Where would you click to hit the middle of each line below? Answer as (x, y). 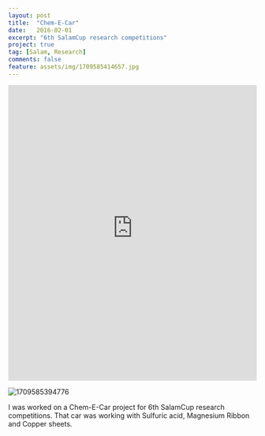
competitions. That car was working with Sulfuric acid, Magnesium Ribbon (129, 416)
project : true (32, 45)
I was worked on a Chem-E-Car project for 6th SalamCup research (116, 407)
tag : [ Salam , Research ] (47, 52)
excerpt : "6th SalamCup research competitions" (88, 37)
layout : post (30, 15)
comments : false (35, 60)
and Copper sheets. (40, 423)
